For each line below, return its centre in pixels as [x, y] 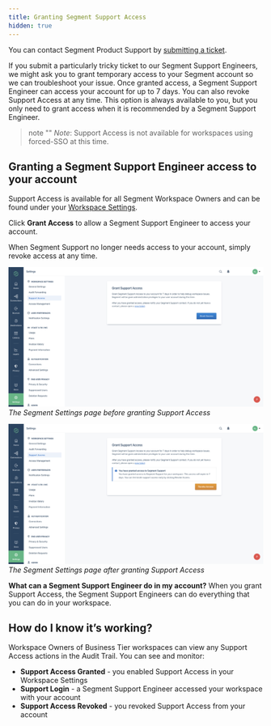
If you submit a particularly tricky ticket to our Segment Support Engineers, [133, 66]
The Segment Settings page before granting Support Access [110, 413]
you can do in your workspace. [60, 602]
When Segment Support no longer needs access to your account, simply [129, 248]
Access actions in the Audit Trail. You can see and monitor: [106, 656]
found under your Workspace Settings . [73, 207]
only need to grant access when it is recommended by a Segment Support [132, 108]
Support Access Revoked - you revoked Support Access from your [133, 706]
